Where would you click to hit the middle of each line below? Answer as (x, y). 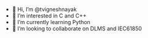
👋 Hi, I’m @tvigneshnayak (44, 9)
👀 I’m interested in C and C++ (49, 16)
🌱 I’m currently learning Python (51, 22)
